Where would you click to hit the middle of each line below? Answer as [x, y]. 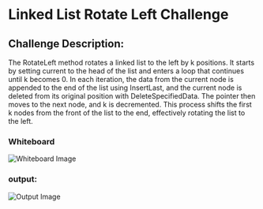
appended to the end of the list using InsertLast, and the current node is [125, 88]
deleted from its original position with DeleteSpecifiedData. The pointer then [132, 96]
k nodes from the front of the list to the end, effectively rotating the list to [127, 113]
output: [23, 179]
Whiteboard [32, 141]
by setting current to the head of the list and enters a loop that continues [126, 71]
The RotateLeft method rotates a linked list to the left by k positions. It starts [131, 62]
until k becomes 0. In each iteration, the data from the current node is [121, 79]
